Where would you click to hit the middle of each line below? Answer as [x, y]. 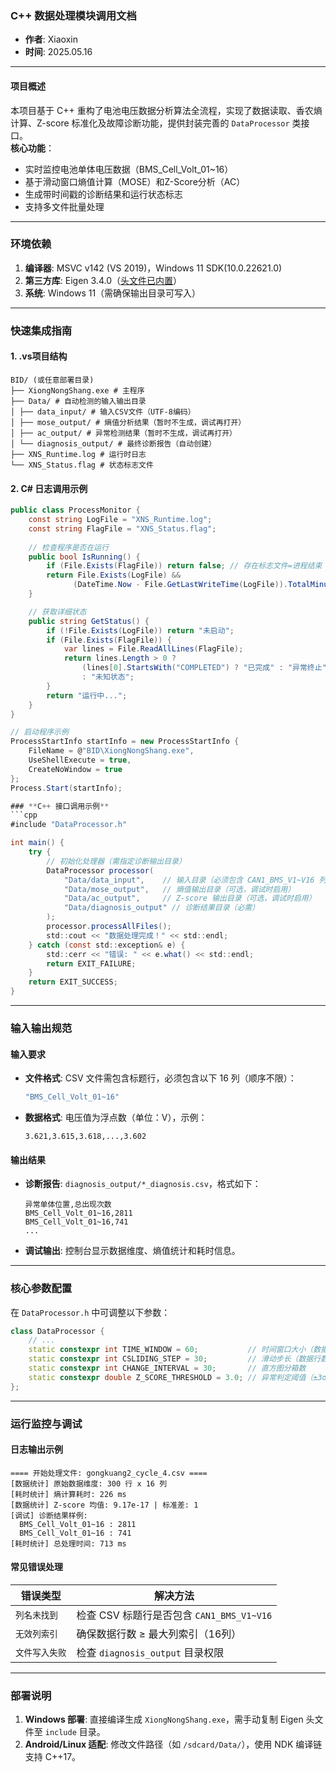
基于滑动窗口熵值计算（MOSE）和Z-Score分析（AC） [135, 181]
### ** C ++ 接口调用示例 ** [60, 806]
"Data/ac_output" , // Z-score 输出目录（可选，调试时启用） [190, 898]
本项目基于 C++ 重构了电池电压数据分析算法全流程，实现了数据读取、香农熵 [166, 110]
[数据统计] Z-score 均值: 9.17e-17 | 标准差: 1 [104, 1505]
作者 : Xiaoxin [51, 39]
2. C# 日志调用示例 [49, 488]
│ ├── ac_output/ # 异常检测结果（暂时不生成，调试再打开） [123, 433]
